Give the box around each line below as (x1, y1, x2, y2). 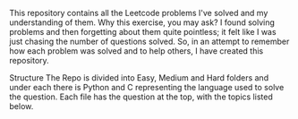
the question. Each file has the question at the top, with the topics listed (9, 91, 273, 102)
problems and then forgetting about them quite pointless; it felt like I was (9, 27, 277, 37)
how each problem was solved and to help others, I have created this (9, 46, 264, 56)
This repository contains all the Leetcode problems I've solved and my (9, 8, 268, 18)
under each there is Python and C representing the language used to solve (9, 82, 285, 92)
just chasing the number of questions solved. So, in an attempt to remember (9, 36, 290, 47)
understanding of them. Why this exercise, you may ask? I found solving (9, 17, 276, 28)
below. (9, 101, 34, 111)
